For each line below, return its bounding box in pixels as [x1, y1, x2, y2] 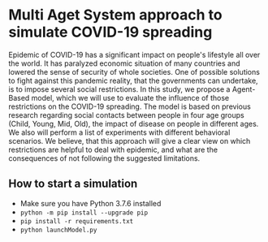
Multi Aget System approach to [8, 6, 223, 24]
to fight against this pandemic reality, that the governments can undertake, [8, 76, 258, 85]
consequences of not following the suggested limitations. [8, 153, 201, 163]
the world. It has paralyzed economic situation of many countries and [8, 58, 241, 68]
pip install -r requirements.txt [19, 217, 134, 225]
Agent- [231, 84, 256, 94]
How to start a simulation [8, 177, 138, 191]
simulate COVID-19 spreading [8, 23, 213, 41]
